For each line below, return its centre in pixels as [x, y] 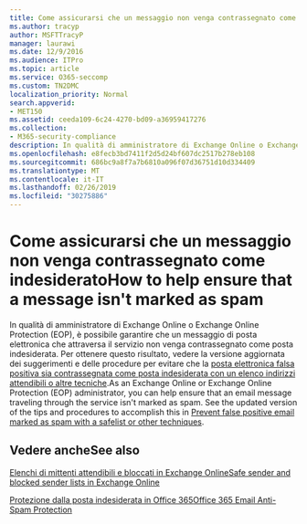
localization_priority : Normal [69, 94]
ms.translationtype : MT [55, 171]
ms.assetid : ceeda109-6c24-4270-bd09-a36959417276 [108, 120]
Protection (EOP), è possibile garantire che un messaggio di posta [133, 334]
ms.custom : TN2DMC [44, 86]
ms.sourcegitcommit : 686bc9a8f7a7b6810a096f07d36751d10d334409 [132, 162]
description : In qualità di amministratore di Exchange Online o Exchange [155, 145]
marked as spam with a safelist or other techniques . [107, 422]
